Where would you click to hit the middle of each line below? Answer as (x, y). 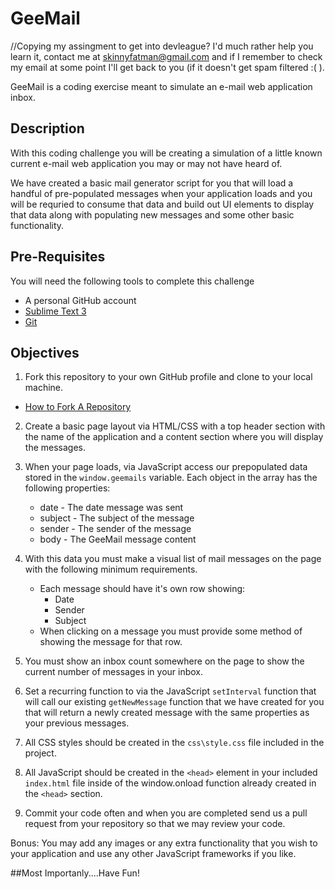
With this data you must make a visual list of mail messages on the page (173, 559)
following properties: (67, 488)
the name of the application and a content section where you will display (174, 437)
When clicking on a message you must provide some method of (171, 631)
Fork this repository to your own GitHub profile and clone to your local (168, 377)
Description (47, 128)
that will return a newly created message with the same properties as (167, 713)
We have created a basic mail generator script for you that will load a (152, 183)
